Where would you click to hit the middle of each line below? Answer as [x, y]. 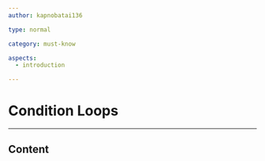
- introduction [40, 65]
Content [29, 150]
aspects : [22, 58]
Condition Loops [63, 111]
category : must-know [42, 44]
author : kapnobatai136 [45, 15]
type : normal [30, 29]
